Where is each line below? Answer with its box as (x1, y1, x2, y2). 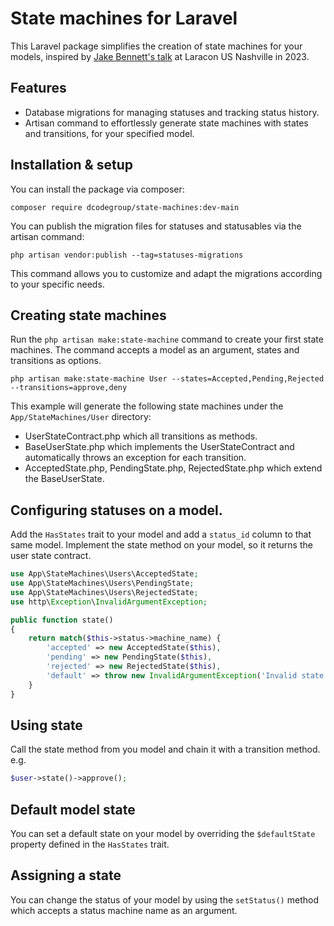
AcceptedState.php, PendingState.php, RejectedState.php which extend (24, 462, 323, 474)
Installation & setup (10, 157, 133, 174)
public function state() (10, 615, 114, 625)
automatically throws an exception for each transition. (24, 452, 247, 464)
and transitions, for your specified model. (24, 127, 195, 139)
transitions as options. (10, 355, 102, 367)
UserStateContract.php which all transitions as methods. (24, 430, 258, 442)
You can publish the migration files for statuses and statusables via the (10, 220, 302, 232)
